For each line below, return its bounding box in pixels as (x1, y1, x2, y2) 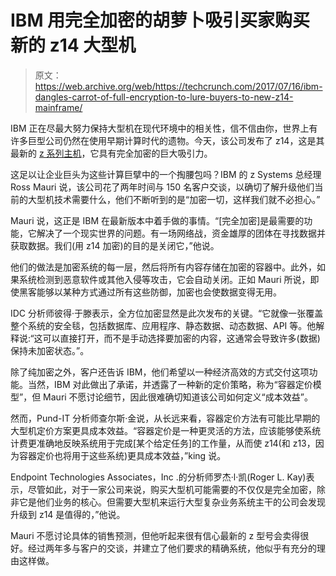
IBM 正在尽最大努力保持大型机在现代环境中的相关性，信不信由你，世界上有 (10, 122, 318, 134)
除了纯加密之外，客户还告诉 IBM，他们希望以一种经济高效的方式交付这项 (10, 366, 310, 378)
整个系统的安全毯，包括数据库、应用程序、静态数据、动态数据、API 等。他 (10, 319, 317, 331)
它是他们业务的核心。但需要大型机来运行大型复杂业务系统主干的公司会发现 (18, 496, 326, 508)
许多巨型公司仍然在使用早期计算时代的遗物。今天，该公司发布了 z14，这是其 (10, 134, 325, 146)
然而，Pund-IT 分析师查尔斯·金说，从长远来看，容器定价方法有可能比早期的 (10, 412, 321, 424)
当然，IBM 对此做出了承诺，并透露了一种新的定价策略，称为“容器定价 (27, 378, 313, 390)
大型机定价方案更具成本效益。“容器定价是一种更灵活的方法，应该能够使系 (10, 424, 313, 436)
